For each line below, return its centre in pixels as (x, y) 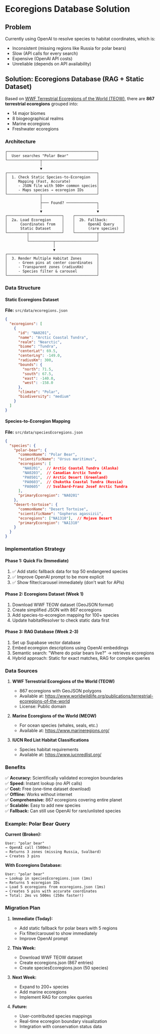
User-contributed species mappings (56, 1016)
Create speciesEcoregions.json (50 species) (64, 968)
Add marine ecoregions (43, 992)
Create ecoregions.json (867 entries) (56, 962)
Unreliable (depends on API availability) (52, 64)
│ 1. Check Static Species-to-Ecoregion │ (52, 177)
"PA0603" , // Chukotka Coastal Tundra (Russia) (73, 482)
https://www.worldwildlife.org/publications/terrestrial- (99, 696)
